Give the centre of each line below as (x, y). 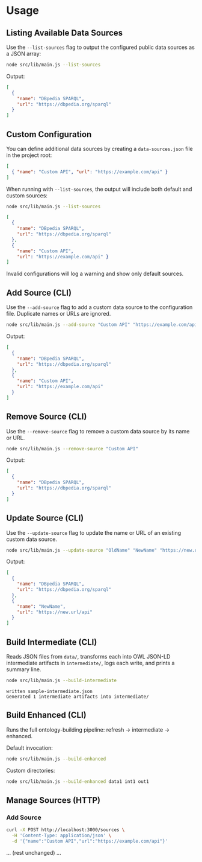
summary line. (24, 669)
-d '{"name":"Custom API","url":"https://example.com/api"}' (90, 841)
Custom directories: (31, 770)
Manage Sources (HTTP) (54, 800)
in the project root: (29, 155)
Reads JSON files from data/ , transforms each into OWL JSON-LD (88, 656)
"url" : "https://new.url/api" (55, 612)
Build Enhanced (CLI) (46, 715)
